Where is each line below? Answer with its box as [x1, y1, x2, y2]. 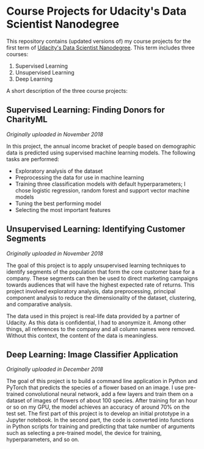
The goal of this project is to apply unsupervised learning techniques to [6, 261, 186, 269]
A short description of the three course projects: [6, 87, 128, 94]
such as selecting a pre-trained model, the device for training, [6, 429, 162, 437]
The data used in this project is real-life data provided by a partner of [6, 312, 180, 319]
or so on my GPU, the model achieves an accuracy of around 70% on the [6, 403, 190, 411]
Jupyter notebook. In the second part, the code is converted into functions [6, 417, 194, 424]
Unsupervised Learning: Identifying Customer [6, 224, 186, 235]
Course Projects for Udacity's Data [6, 4, 187, 18]
